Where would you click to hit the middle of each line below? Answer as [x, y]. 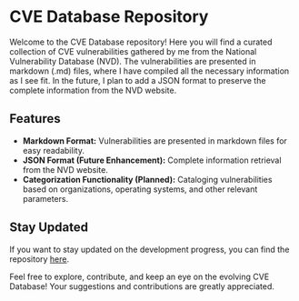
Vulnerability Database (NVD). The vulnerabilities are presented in [133, 61]
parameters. [45, 198]
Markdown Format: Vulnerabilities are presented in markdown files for [155, 140]
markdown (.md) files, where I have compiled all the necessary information [149, 71]
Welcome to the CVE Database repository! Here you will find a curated [141, 42]
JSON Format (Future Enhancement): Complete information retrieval [152, 160]
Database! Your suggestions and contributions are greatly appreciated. [142, 286]
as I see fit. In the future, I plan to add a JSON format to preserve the [138, 80]
